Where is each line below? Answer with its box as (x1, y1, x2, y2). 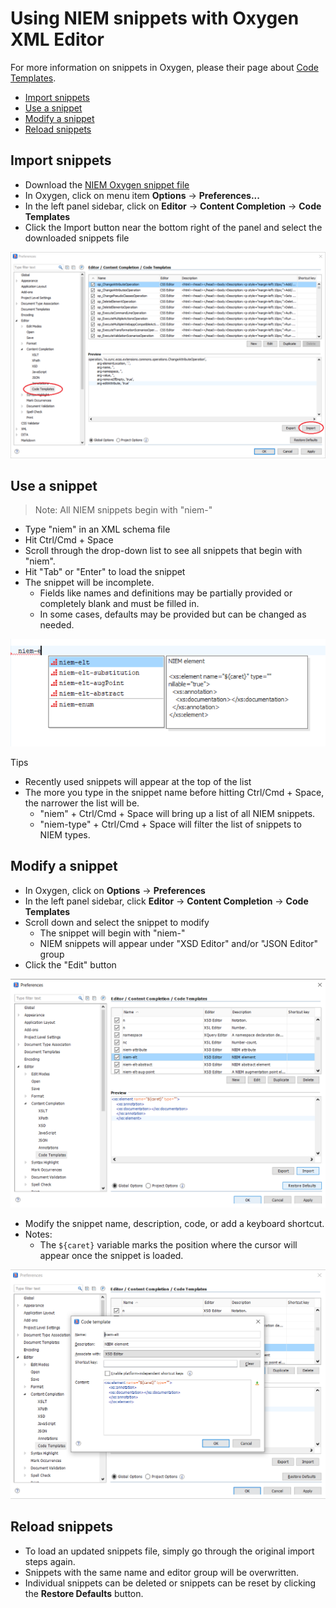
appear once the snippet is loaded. (39, 1250, 184, 1262)
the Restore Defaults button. (24, 1587, 144, 1599)
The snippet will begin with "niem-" (39, 927, 186, 939)
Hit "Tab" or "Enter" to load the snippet (24, 566, 186, 578)
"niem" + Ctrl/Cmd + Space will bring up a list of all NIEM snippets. (39, 808, 316, 820)
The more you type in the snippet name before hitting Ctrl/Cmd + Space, (24, 787, 325, 799)
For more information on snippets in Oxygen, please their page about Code (10, 61, 319, 73)
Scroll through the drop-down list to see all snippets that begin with (24, 545, 303, 557)
